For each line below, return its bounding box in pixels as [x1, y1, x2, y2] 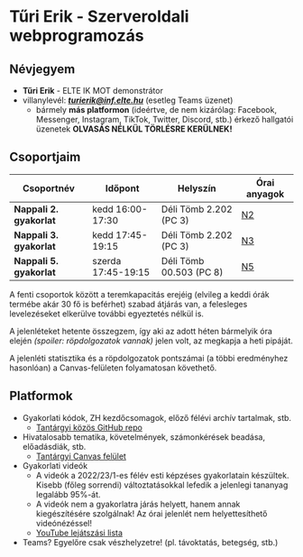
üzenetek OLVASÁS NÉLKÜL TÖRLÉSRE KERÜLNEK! [35, 123, 233, 134]
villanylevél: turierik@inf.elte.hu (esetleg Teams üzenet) [22, 95, 234, 105]
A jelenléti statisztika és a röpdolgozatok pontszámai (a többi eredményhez [9, 352, 289, 363]
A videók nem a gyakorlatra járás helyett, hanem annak [35, 498, 241, 509]
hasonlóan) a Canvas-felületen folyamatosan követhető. [9, 362, 217, 373]
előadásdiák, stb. [22, 441, 87, 452]
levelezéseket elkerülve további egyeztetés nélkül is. [9, 308, 205, 319]
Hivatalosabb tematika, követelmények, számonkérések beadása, [22, 431, 266, 443]
